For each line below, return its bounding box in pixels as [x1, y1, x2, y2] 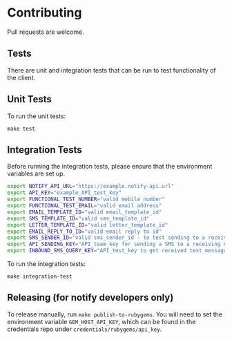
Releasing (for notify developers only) [7, 292, 174, 303]
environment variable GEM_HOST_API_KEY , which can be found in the [7, 317, 196, 325]
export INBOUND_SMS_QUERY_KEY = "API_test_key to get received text [7, 247, 202, 254]
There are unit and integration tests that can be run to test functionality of [7, 66, 216, 74]
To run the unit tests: [7, 112, 66, 120]
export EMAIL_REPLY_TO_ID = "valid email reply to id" [7, 228, 162, 235]
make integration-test [7, 273, 72, 280]
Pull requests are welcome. [7, 28, 84, 36]
